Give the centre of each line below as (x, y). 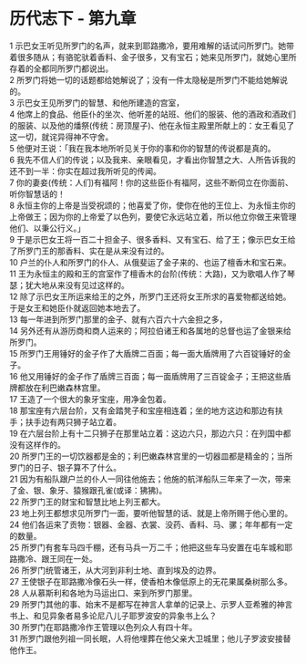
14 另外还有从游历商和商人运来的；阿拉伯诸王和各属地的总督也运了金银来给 (150, 330)
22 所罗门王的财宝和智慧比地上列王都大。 (87, 502)
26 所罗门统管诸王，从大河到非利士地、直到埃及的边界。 (115, 570)
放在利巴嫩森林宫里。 (65, 388)
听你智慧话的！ (37, 193)
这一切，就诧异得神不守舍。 (61, 137)
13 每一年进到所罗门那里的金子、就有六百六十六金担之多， (118, 319)
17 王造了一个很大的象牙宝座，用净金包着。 (90, 399)
